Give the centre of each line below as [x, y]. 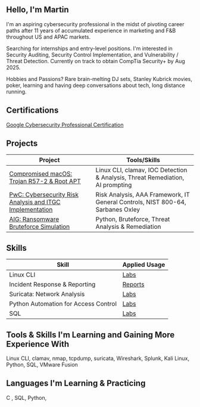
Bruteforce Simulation [40, 227]
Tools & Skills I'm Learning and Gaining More [90, 335]
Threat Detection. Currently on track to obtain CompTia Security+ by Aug [96, 61]
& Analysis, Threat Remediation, [140, 178]
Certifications [32, 111]
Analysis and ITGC [35, 202]
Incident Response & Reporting [52, 284]
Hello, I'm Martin [38, 10]
